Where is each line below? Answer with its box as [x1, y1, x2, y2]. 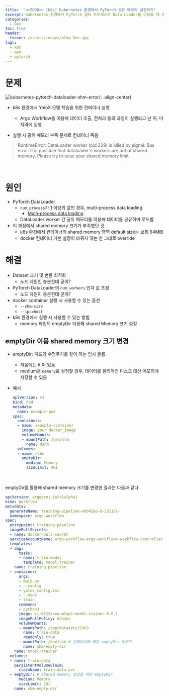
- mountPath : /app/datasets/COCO [18, 625, 89, 631]
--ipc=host [20, 310, 43, 315]
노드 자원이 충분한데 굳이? [20, 291, 71, 297]
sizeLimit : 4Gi [26, 465, 58, 470]
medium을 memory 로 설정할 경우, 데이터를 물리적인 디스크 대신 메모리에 [20, 368, 159, 374]
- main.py [18, 578, 39, 583]
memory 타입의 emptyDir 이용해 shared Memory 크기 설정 [20, 321, 137, 327]
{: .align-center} [99, 94, 132, 101]
